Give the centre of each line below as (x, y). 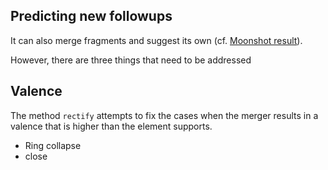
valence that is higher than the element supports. (111, 126)
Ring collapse (53, 145)
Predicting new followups (91, 16)
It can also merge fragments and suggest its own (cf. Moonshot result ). (156, 40)
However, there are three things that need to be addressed (131, 60)
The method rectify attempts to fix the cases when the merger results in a (164, 115)
